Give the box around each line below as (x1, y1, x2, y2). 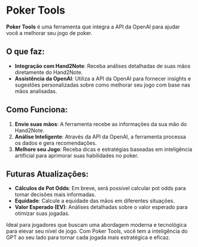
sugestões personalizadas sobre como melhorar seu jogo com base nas (14, 81, 190, 88)
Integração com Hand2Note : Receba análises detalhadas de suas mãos (14, 62, 191, 69)
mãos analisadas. (14, 87, 57, 95)
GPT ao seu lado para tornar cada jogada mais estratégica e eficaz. (6, 234, 170, 241)
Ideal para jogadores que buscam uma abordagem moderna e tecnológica (6, 222, 187, 229)
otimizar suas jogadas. (14, 210, 70, 217)
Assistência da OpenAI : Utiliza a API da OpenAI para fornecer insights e (14, 75, 191, 82)
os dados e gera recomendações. (14, 139, 97, 146)
